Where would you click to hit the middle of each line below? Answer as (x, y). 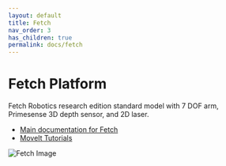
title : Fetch (30, 23)
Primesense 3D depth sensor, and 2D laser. (79, 115)
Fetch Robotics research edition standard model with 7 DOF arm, (113, 106)
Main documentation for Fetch (69, 130)
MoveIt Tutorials (46, 138)
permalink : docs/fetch (45, 45)
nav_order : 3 (30, 30)
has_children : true (40, 38)
